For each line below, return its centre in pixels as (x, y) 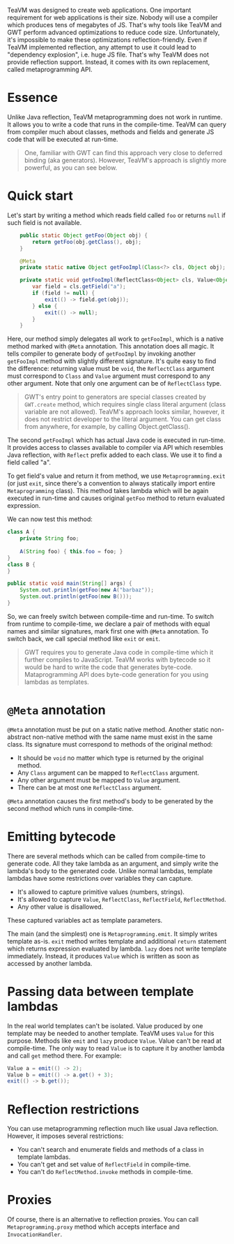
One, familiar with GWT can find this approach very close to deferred (123, 152)
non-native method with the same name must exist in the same (123, 737)
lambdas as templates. (56, 682)
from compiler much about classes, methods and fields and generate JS (111, 131)
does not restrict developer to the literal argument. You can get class (123, 419)
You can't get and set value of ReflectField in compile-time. (104, 1164)
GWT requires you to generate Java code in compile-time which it (119, 652)
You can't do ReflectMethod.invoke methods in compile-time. (105, 1172)
